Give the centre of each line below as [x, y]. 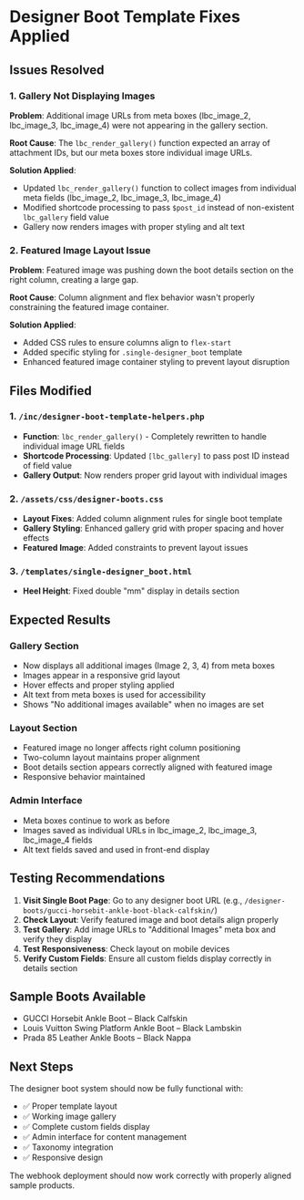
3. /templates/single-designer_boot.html [101, 572]
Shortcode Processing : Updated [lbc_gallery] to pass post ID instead [156, 455]
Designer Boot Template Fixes [125, 17]
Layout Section [43, 729]
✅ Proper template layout [70, 1106]
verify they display [57, 939]
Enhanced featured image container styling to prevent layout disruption [156, 362]
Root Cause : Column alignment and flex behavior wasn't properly [132, 297]
